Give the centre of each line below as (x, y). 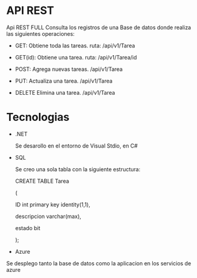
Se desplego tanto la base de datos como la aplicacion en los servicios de (99, 263)
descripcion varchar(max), (48, 216)
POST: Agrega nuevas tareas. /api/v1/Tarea (69, 69)
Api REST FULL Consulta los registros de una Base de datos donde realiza (99, 27)
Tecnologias (38, 117)
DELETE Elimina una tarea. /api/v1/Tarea (65, 92)
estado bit (28, 228)
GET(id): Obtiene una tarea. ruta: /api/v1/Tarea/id (76, 57)
